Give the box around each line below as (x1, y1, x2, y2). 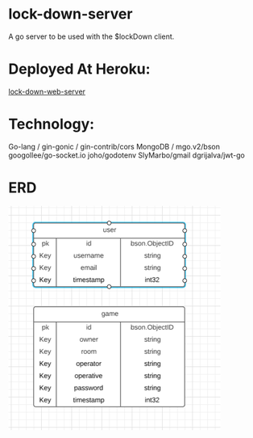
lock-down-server (8, 5, 133, 23)
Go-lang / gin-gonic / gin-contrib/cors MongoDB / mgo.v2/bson (8, 141, 220, 151)
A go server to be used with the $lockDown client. (8, 32, 175, 41)
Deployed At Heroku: (8, 60, 151, 78)
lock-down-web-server (8, 86, 86, 96)
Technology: (8, 115, 95, 133)
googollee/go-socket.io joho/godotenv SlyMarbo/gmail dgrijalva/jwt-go (8, 150, 246, 160)
